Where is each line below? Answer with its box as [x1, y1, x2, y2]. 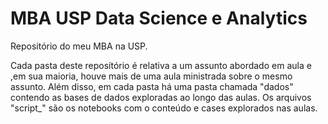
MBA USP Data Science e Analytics [10, 7, 308, 30]
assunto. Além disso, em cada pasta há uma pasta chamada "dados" [10, 80, 294, 92]
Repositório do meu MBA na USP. [10, 40, 148, 52]
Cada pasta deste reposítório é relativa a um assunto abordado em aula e [10, 59, 312, 71]
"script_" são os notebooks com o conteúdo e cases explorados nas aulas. [10, 102, 318, 114]
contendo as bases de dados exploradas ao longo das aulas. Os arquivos [10, 91, 312, 103]
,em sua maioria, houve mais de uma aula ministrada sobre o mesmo [10, 70, 293, 82]
